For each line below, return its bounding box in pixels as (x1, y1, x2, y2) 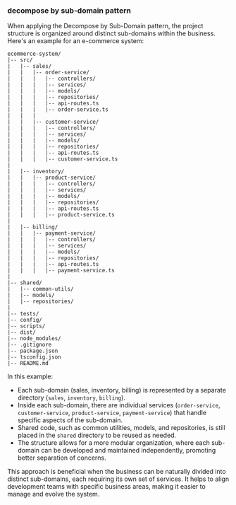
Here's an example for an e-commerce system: (7, 37, 144, 45)
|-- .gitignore (7, 342, 52, 349)
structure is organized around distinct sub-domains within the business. (7, 29, 216, 37)
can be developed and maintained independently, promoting (41, 446, 216, 455)
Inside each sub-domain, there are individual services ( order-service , (17, 401, 221, 410)
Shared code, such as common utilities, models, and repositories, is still (17, 424, 225, 432)
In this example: (7, 372, 54, 381)
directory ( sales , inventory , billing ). (17, 393, 125, 402)
